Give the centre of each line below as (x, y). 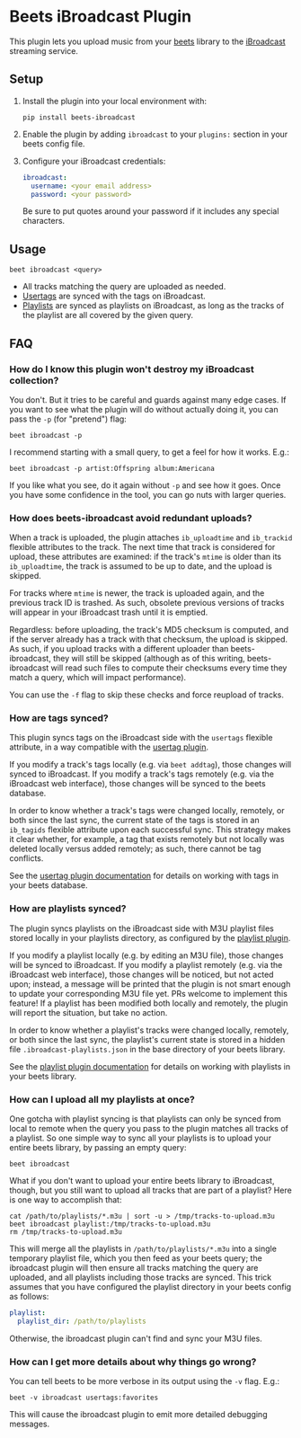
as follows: (29, 1297)
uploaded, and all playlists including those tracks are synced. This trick (141, 1277)
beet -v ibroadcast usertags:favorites (84, 1398)
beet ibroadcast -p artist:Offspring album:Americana (112, 468)
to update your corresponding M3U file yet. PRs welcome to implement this (148, 993)
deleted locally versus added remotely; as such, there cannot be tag (135, 849)
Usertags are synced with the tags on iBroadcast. (114, 296)
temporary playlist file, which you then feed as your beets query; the (136, 1258)
